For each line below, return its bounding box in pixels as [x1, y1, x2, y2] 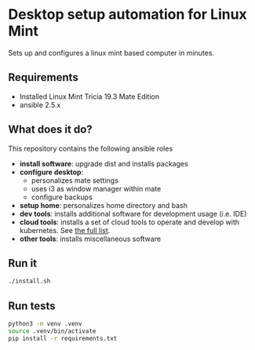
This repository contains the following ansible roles [8, 144, 173, 153]
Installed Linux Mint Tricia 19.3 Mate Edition [19, 92, 160, 101]
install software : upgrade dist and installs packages [19, 159, 188, 168]
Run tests [8, 299, 56, 312]
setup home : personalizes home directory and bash [19, 200, 188, 210]
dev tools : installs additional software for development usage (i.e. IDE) [19, 209, 247, 218]
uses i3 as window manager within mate [31, 184, 162, 193]
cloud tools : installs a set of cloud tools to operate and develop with [19, 217, 240, 227]
